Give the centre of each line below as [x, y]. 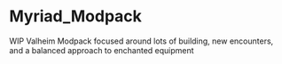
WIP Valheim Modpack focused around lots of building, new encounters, [141, 41]
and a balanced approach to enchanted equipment [102, 50]
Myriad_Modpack [75, 16]
